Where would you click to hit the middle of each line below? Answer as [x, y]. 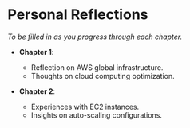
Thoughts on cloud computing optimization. [103, 76]
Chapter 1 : [36, 52]
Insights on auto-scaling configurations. [97, 115]
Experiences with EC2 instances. [85, 107]
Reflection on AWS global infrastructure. [97, 67]
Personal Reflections [78, 15]
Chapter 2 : [37, 91]
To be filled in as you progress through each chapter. [95, 37]
